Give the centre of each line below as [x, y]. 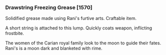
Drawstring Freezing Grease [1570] [49, 7]
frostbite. [15, 33]
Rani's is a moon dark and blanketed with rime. [54, 48]
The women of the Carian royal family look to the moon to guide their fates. [83, 43]
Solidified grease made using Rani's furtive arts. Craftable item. [71, 18]
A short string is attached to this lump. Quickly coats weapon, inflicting [79, 28]
